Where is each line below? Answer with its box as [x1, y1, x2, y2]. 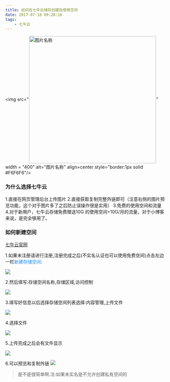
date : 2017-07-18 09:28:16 [5, 12, 62, 17]
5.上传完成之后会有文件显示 [5, 340, 62, 346]
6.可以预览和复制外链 [5, 360, 50, 366]
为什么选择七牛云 [5, 184, 47, 191]
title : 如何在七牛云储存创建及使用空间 [5, 7, 78, 13]
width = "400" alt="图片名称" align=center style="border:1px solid [5, 164, 143, 170]
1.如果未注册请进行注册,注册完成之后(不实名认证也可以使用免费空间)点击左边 [5, 252, 164, 258]
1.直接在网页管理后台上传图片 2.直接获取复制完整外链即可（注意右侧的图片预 [5, 196, 165, 202]
